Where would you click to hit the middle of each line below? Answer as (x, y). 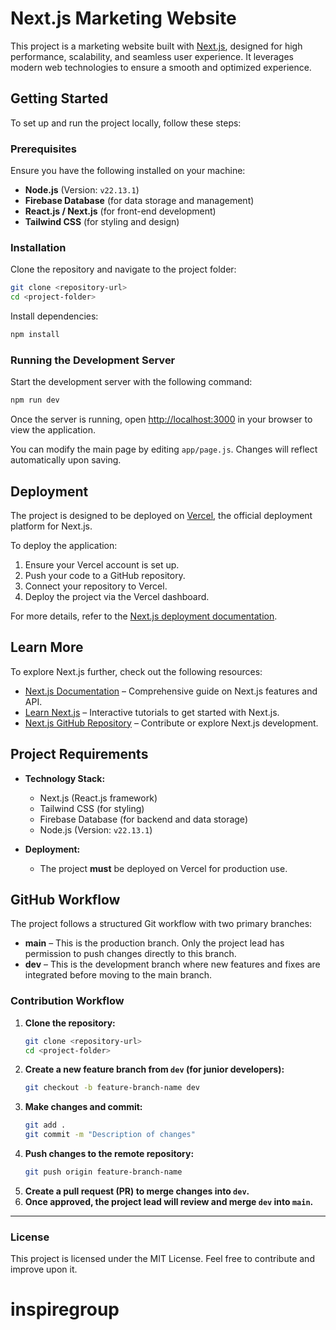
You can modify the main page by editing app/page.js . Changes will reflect (164, 449)
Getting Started (59, 98)
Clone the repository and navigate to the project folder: (123, 269)
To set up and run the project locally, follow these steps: (126, 123)
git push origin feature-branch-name (103, 1172)
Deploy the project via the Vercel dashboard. (117, 596)
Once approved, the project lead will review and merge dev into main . (169, 1201)
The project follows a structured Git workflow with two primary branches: (161, 924)
